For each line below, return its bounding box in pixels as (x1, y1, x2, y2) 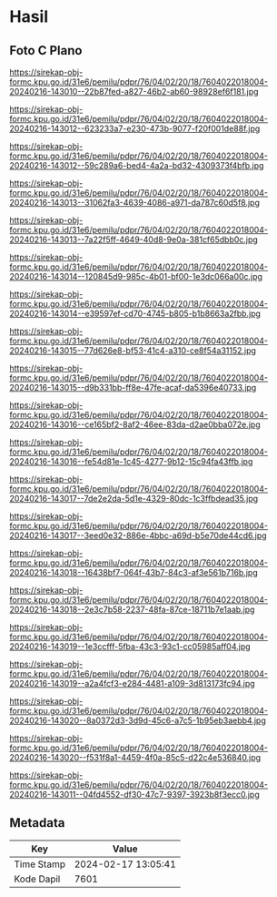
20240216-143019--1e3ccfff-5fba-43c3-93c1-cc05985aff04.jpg (9, 641, 252, 652)
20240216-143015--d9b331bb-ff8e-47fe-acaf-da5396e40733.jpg (9, 382, 257, 392)
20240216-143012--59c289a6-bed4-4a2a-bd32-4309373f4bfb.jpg (9, 160, 264, 170)
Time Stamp (14, 858, 66, 871)
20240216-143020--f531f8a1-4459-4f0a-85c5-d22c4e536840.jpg (9, 752, 262, 762)
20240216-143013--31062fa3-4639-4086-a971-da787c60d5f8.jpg (9, 198, 261, 208)
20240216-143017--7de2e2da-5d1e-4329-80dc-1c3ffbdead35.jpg (9, 494, 259, 504)
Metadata (9, 815, 65, 831)
